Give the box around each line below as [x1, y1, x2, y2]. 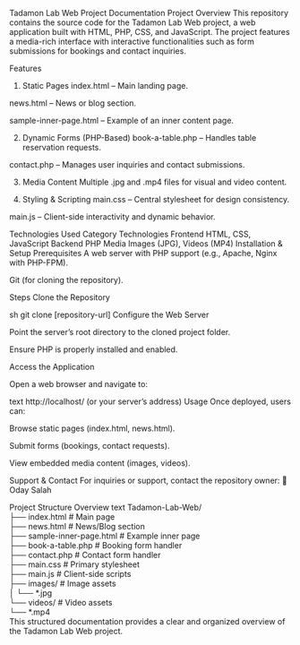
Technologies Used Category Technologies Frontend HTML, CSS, [9, 228, 252, 239]
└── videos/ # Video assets [9, 598, 114, 607]
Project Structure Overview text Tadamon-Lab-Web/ [9, 502, 202, 512]
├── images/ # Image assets [9, 578, 116, 589]
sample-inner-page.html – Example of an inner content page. [9, 116, 235, 125]
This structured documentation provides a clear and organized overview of [9, 616, 286, 626]
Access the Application [9, 362, 95, 372]
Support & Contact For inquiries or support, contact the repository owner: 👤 [9, 475, 288, 486]
